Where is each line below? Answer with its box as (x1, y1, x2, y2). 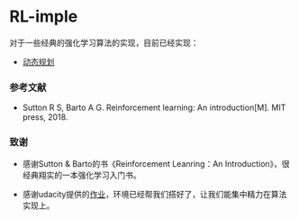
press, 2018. (22, 112, 68, 123)
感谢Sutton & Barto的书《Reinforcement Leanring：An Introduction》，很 (22, 158, 290, 169)
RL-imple (9, 6, 78, 27)
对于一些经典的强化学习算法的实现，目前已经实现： (9, 37, 199, 48)
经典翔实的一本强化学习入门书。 (22, 169, 141, 180)
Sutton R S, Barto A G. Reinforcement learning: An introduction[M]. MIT (22, 102, 286, 114)
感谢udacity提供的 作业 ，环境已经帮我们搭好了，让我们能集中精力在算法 (22, 188, 287, 199)
